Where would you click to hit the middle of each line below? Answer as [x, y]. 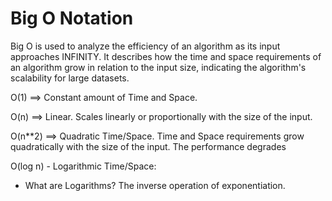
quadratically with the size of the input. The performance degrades [148, 146]
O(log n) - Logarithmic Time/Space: [83, 166]
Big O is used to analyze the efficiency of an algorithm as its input [145, 46]
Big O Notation [72, 18]
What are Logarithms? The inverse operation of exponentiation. [155, 185]
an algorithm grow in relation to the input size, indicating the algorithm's [158, 67]
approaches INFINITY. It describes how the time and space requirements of [166, 56]
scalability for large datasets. [70, 78]
